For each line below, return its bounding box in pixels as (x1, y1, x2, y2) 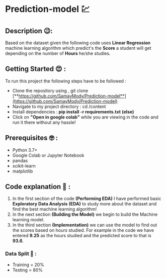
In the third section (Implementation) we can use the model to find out (12, 222, 158, 228)
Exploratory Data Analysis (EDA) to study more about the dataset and (12, 201, 157, 207)
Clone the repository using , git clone (12, 88, 88, 93)
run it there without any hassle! (12, 119, 76, 125)
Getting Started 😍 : (5, 65, 66, 73)
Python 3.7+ (12, 147, 38, 153)
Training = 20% (12, 262, 45, 268)
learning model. (12, 217, 45, 223)
